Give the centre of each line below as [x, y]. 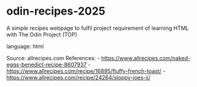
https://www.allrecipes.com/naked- [146, 58]
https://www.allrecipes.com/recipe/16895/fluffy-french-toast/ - [86, 71]
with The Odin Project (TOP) [42, 34]
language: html [25, 46]
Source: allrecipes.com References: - [53, 58]
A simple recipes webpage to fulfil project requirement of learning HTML [98, 28]
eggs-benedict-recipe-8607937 [46, 64]
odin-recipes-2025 [56, 11]
